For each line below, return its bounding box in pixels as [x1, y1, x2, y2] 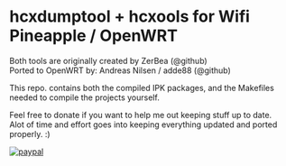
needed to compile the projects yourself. [9, 92, 160, 103]
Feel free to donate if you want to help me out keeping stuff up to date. [9, 109, 272, 120]
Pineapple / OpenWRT [9, 25, 179, 46]
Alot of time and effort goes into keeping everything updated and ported [9, 119, 278, 130]
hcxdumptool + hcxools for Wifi [9, 6, 251, 27]
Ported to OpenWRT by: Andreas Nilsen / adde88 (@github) [9, 65, 232, 76]
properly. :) [9, 128, 51, 139]
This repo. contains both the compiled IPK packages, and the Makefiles [9, 82, 275, 93]
